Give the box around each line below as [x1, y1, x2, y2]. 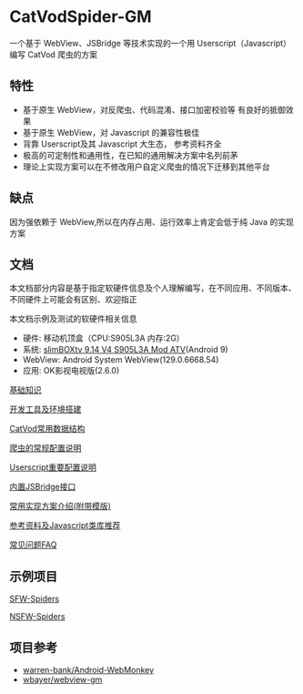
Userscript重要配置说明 [9, 462, 97, 473]
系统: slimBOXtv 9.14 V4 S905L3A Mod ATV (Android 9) [22, 344, 229, 355]
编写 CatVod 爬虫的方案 [9, 48, 98, 60]
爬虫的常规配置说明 [9, 443, 82, 454]
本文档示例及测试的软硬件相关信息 [9, 313, 137, 324]
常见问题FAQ [9, 539, 57, 550]
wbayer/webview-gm [22, 674, 103, 685]
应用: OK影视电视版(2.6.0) [22, 365, 120, 376]
